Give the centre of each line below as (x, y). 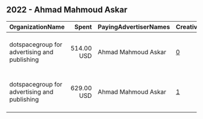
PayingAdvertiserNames (134, 26)
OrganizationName (37, 26)
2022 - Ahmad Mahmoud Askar (67, 10)
